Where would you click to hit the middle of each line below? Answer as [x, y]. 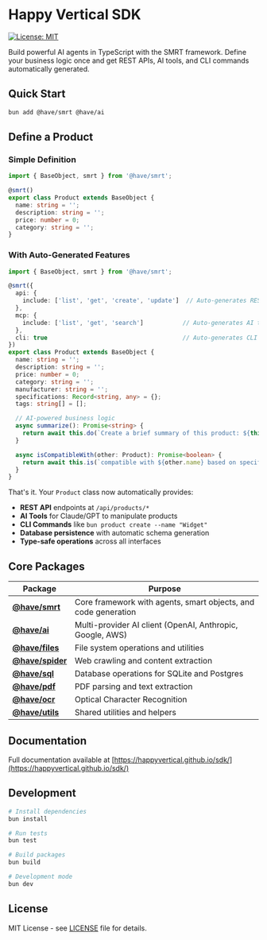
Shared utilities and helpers [125, 713]
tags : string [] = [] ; [51, 404]
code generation [105, 612]
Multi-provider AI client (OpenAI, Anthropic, [156, 625]
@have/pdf [34, 687]
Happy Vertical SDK [75, 15]
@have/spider [40, 661]
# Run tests [28, 833]
